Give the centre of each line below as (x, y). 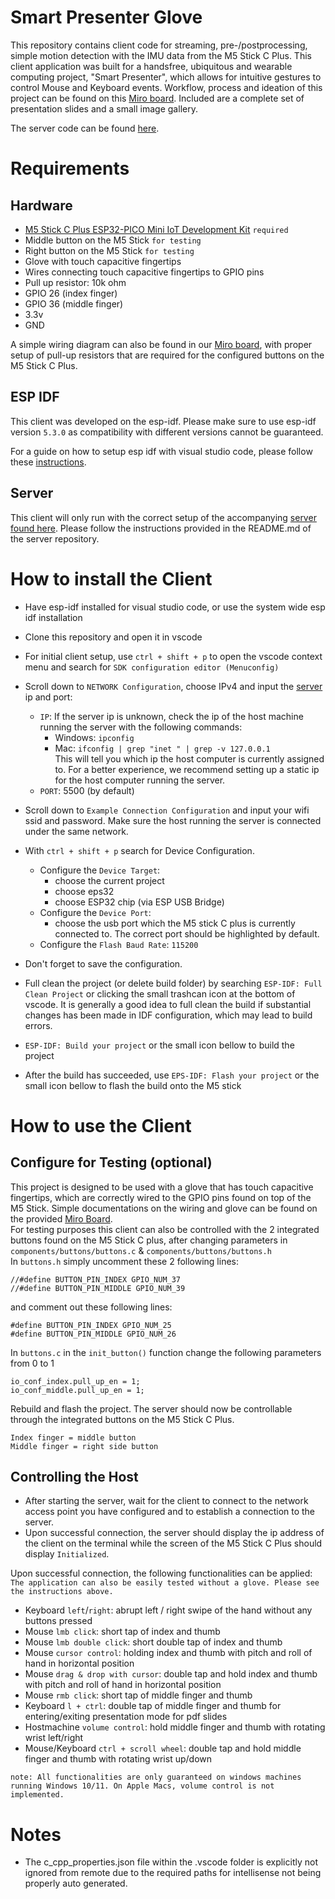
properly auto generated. (76, 1883)
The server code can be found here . (85, 128)
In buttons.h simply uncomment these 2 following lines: (124, 1261)
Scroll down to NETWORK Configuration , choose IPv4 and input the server (173, 686)
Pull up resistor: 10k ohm (75, 282)
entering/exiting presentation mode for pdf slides (126, 1717)
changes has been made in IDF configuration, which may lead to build (168, 1015)
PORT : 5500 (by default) (87, 790)
